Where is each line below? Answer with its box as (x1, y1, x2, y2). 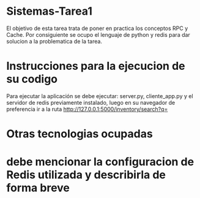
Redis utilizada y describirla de (6, 168, 166, 182)
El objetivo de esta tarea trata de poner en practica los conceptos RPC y (6, 25, 188, 32)
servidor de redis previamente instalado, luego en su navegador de (6, 99, 176, 106)
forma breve (6, 181, 70, 195)
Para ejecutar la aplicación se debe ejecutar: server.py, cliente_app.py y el (6, 92, 194, 99)
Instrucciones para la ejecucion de (6, 59, 185, 73)
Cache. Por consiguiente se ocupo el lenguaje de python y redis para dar (6, 31, 191, 38)
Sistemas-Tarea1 (6, 4, 93, 18)
